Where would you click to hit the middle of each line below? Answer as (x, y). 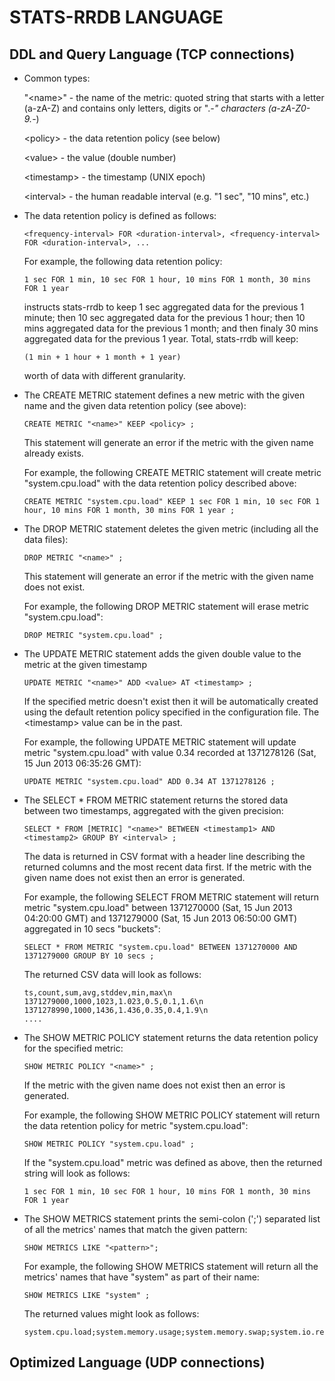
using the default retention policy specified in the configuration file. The (171, 712)
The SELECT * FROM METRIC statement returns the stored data (156, 800)
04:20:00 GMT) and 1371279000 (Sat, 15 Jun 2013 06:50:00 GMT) (160, 918)
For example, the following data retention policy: (123, 261)
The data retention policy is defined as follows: (120, 215)
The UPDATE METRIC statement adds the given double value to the (162, 654)
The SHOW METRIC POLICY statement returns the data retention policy (171, 1037)
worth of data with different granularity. (104, 375)
